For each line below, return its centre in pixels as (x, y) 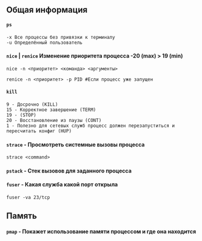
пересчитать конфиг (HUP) (39, 131)
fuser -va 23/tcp (28, 197)
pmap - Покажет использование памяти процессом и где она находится (101, 231)
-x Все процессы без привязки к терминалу (61, 37)
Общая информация (47, 10)
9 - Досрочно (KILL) (32, 104)
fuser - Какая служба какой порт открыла (62, 185)
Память (22, 216)
